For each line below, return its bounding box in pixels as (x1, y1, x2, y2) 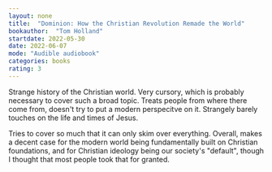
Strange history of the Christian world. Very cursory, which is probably (8, 87, 245, 97)
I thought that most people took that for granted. (8, 154, 171, 164)
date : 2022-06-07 (8, 42, 67, 50)
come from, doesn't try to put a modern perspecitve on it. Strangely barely (8, 104, 258, 114)
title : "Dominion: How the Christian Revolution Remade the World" (8, 19, 245, 28)
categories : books (8, 58, 71, 66)
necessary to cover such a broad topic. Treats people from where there (8, 95, 248, 105)
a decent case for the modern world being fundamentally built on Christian (8, 137, 258, 147)
